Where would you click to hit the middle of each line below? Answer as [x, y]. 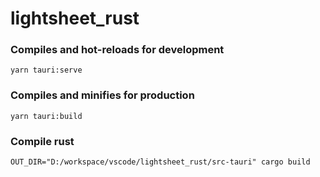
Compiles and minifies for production [102, 95]
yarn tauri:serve [46, 70]
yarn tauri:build [46, 116]
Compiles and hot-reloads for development [117, 50]
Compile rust [42, 141]
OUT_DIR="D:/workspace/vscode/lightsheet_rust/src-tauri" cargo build [160, 162]
